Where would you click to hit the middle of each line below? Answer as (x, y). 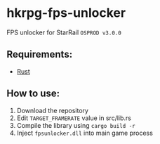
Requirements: (40, 54)
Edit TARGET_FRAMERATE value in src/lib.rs (74, 118)
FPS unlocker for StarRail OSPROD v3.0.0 (64, 32)
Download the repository (53, 110)
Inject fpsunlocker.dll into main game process (85, 133)
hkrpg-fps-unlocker (66, 13)
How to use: (33, 94)
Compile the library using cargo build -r (76, 125)
